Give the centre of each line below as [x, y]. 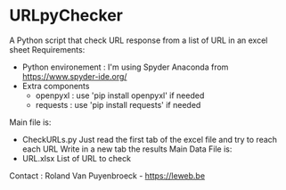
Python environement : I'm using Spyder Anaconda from [125, 67]
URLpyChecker [66, 16]
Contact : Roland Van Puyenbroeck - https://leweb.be [107, 176]
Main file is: [30, 122]
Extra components [56, 86]
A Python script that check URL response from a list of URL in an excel [139, 40]
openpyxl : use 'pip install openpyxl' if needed [120, 95]
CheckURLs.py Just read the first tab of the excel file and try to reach [150, 139]
